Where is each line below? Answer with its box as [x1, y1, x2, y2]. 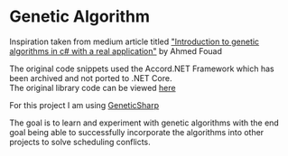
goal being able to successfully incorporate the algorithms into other [9, 126, 265, 137]
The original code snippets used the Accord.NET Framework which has [9, 63, 274, 74]
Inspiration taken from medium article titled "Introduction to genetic [9, 36, 260, 47]
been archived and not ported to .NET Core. [9, 72, 172, 83]
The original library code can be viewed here [9, 82, 176, 93]
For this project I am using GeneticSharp [9, 99, 160, 110]
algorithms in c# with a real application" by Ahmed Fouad [9, 45, 223, 56]
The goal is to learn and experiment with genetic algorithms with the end [9, 117, 280, 128]
